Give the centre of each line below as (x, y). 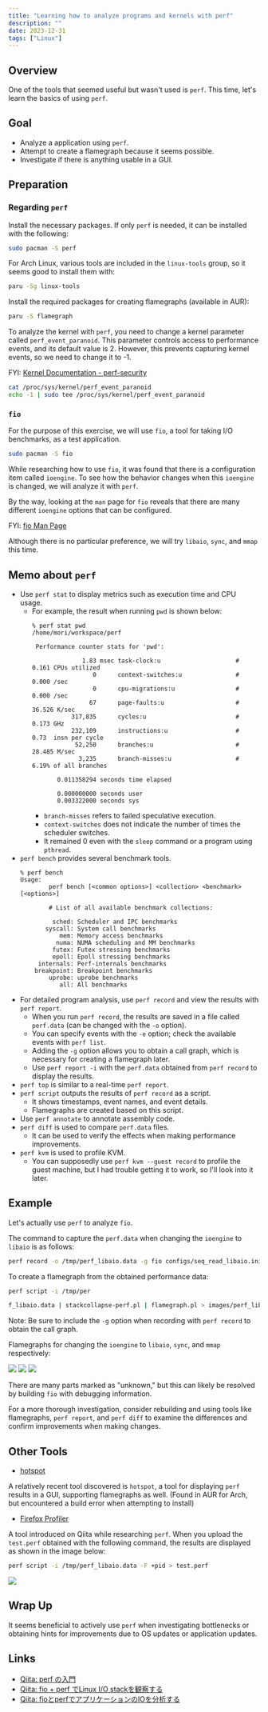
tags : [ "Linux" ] (35, 38)
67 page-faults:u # (164, 702)
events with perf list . (69, 1042)
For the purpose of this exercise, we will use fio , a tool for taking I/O (121, 431)
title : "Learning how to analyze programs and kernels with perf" (121, 16)
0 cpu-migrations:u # (166, 689)
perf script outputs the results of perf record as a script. (115, 1093)
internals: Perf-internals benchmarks (102, 964)
